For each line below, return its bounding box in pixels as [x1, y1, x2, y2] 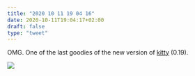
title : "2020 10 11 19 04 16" [7, 10, 95, 17]
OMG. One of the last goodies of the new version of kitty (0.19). [7, 48, 189, 57]
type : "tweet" [7, 29, 49, 37]
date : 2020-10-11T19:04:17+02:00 [7, 17, 104, 23]
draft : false [7, 23, 45, 30]
